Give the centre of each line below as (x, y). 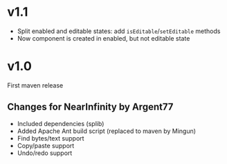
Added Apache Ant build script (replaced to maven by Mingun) (106, 131)
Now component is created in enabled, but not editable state (103, 38)
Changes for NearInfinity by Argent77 (90, 107)
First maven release (35, 85)
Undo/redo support (45, 153)
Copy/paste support (46, 145)
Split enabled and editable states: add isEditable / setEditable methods (119, 31)
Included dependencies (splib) (61, 123)
